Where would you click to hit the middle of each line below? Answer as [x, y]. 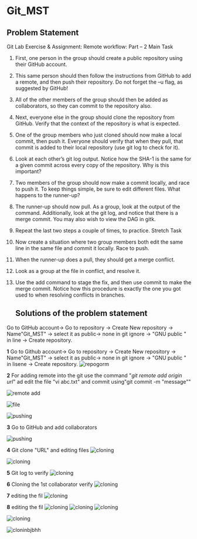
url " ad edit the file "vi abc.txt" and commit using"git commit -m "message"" [99, 381]
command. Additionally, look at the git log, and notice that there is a [96, 213]
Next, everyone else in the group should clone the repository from [95, 117]
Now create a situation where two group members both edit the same [99, 242]
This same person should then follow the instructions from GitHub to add [103, 76]
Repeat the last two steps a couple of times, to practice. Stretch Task [98, 230]
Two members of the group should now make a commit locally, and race [102, 183]
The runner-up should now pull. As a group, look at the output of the [98, 207]
